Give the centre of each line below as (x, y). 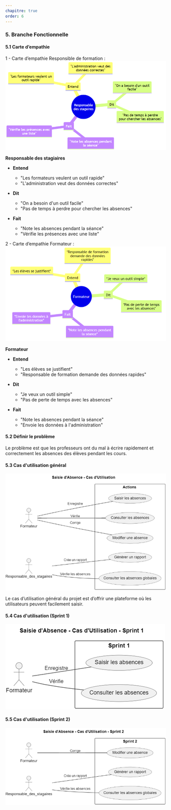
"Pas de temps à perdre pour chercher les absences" (76, 208)
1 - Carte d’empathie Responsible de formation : (55, 58)
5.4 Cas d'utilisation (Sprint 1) (38, 616)
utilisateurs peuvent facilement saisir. (44, 604)
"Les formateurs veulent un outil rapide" (62, 178)
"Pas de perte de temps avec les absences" (66, 399)
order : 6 (15, 16)
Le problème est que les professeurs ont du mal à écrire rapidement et (80, 448)
